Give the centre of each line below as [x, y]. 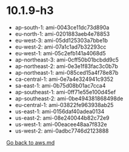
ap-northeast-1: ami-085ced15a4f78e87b [67, 72]
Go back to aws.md [31, 142]
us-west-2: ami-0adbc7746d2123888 [62, 131]
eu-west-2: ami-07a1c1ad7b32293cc [61, 47]
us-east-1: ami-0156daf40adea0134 [60, 111]
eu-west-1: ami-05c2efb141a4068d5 [60, 53]
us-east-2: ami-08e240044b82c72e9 [62, 118]
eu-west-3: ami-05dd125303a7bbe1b [61, 40]
